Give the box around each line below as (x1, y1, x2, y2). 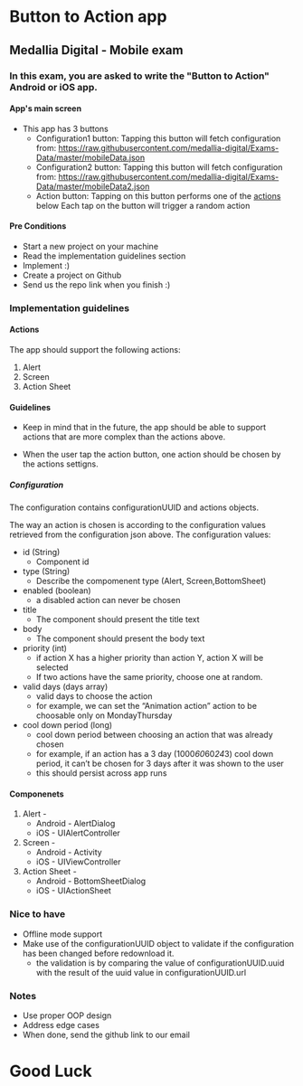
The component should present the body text (35, 633, 205, 644)
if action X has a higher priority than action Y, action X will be (35, 653, 264, 664)
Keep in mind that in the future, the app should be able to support (22, 422, 267, 433)
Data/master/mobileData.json (35, 152, 146, 163)
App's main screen (9, 103, 82, 114)
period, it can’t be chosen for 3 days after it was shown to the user (35, 758, 285, 770)
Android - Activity (35, 847, 102, 858)
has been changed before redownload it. (22, 948, 175, 959)
